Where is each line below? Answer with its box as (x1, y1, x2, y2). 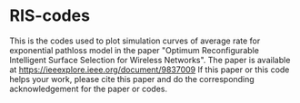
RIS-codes (9, 5, 91, 26)
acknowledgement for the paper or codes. (9, 83, 168, 94)
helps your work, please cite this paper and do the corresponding (9, 73, 255, 84)
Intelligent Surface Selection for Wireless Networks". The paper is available (9, 54, 291, 65)
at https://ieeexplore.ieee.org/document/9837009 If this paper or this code (9, 64, 290, 75)
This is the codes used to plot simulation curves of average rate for (9, 35, 261, 46)
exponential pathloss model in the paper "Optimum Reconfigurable (9, 44, 259, 55)
